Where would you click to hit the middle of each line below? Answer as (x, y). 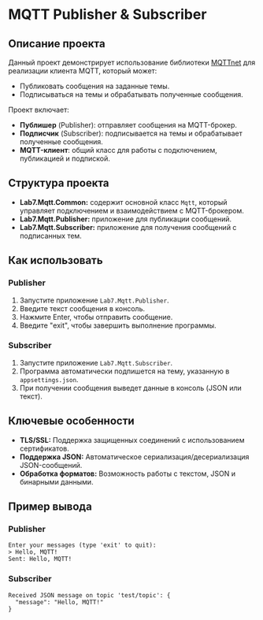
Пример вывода (50, 507)
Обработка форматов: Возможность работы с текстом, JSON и (128, 473)
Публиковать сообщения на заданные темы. (94, 86)
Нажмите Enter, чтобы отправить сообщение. (96, 317)
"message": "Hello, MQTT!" (59, 602)
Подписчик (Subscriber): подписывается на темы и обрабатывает (131, 133)
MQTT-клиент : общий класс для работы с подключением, (119, 150)
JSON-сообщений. (51, 465)
